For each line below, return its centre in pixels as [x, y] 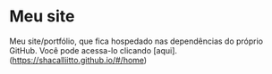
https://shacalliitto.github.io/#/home [78, 60]
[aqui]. [165, 50]
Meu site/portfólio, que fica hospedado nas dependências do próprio [136, 41]
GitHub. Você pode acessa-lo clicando [81, 50]
